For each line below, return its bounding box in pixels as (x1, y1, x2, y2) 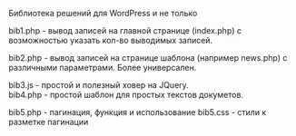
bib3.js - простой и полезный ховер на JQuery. (8, 80, 190, 90)
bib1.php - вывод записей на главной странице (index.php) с (8, 25, 242, 35)
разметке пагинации (8, 117, 89, 127)
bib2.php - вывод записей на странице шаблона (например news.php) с (8, 53, 288, 63)
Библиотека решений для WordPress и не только (8, 8, 198, 18)
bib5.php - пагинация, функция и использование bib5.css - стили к (8, 107, 267, 117)
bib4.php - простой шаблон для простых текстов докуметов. (8, 90, 244, 100)
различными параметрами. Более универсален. (8, 63, 197, 73)
